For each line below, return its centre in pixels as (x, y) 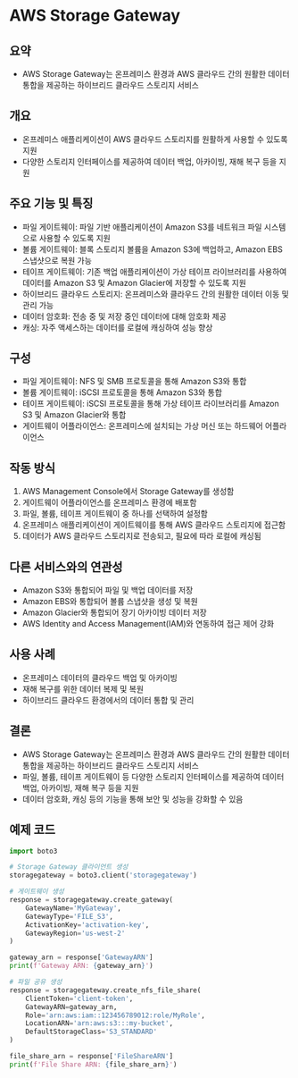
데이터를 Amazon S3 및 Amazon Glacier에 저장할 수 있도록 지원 (134, 282)
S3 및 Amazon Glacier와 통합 (74, 415)
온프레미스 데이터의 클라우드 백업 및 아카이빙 (100, 678)
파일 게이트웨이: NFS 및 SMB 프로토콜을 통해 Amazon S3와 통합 (134, 382)
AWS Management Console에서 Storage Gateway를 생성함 (128, 492)
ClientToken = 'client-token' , (79, 998)
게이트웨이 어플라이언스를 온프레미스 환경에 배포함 (109, 502)
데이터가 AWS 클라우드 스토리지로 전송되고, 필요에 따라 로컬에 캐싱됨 (141, 536)
